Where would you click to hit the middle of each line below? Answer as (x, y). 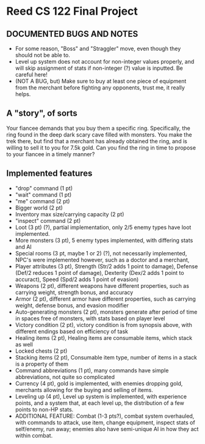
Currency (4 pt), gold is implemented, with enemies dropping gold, (99, 383)
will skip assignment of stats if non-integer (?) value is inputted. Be (99, 68)
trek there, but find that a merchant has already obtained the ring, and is (97, 141)
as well (24, 344)
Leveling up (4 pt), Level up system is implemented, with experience (101, 396)
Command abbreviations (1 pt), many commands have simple (92, 370)
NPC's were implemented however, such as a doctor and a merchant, (102, 260)
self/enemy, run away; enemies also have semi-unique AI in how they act (107, 429)
